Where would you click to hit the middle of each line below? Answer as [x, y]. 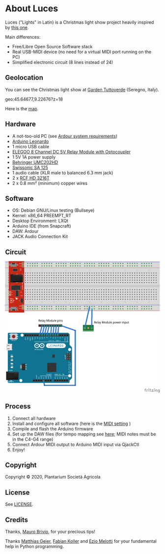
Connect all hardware [34, 418]
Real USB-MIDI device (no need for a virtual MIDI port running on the [82, 52]
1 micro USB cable [31, 146]
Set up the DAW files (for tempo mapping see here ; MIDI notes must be [84, 434]
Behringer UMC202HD [35, 162]
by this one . [17, 27]
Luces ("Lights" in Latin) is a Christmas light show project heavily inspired [80, 22]
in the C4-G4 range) [33, 439]
